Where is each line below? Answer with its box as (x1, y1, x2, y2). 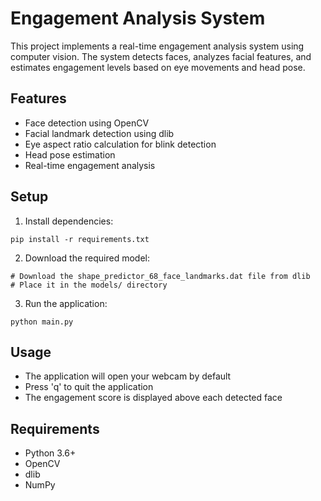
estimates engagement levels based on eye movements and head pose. (10, 61, 306, 73)
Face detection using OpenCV (24, 117, 150, 129)
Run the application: (24, 297, 108, 309)
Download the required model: (24, 252, 150, 264)
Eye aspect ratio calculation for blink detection (24, 138, 217, 150)
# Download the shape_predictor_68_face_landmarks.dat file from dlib (10, 271, 311, 281)
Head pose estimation (24, 148, 116, 161)
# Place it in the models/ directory (10, 280, 168, 290)
